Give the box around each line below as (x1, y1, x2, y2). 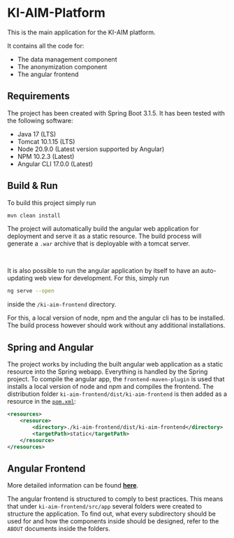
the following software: (7, 116, 73, 125)
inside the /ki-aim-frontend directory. (7, 300, 117, 309)
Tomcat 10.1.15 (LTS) (17, 137, 75, 146)
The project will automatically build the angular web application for (7, 225, 199, 233)
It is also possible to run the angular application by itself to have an (7, 267, 200, 275)
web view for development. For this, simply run (34, 274, 170, 283)
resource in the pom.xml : (7, 397, 77, 406)
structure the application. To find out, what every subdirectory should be (7, 509, 217, 518)
